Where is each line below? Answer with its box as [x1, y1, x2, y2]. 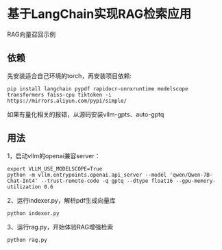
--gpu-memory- [175, 177, 216, 184]
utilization [7, 183, 41, 190]
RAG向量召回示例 [7, 30, 56, 38]
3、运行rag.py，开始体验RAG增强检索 [7, 223, 114, 231]
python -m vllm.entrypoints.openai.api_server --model [7, 171, 167, 178]
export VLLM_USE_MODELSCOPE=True [7, 165, 103, 172]
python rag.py [7, 236, 48, 243]
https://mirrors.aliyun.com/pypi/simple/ [7, 97, 127, 104]
